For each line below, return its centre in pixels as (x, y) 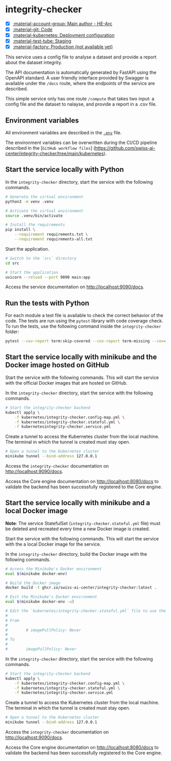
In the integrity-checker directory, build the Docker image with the (76, 554)
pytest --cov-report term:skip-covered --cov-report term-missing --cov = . (87, 341)
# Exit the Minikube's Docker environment (51, 597)
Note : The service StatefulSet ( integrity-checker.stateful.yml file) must (83, 523)
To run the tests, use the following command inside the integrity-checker (83, 326)
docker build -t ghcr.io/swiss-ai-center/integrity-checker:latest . (81, 588)
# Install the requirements (35, 225)
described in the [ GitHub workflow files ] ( (50, 148)
